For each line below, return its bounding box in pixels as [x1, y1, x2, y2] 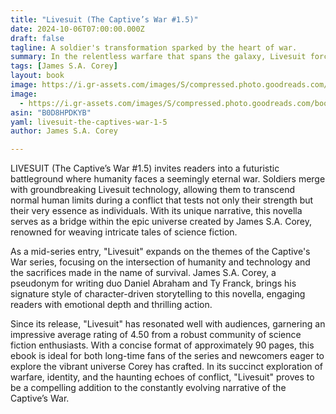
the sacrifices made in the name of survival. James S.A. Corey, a [10, 267, 277, 279]
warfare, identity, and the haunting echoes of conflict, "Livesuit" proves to [10, 371, 315, 383]
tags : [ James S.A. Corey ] [10, 61, 118, 71]
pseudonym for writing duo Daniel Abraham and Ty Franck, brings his [10, 277, 297, 290]
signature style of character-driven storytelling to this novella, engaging [10, 288, 306, 300]
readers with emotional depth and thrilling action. [10, 299, 213, 311]
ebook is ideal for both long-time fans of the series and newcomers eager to [10, 350, 325, 362]
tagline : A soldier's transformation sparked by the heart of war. [10, 42, 298, 53]
